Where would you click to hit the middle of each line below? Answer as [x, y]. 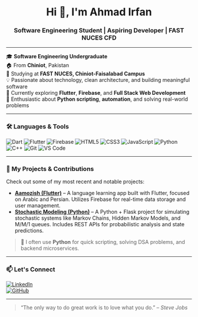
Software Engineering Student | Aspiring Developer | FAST [99, 31]
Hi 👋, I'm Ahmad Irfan [99, 12]
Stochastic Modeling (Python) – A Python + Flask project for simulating [102, 212]
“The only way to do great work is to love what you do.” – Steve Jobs [104, 308]
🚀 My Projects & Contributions [50, 169]
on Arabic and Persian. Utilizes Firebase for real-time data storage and [100, 199]
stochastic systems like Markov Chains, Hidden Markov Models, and [98, 218]
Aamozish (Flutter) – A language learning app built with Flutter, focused [102, 193]
